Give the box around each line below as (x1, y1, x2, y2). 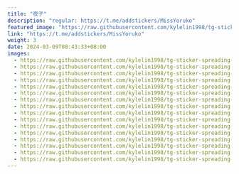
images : (7, 50, 31, 58)
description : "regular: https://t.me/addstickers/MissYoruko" (7, 17, 196, 24)
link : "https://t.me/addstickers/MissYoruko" (7, 30, 144, 38)
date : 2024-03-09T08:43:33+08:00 (7, 43, 107, 50)
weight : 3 (7, 37, 37, 44)
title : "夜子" (7, 10, 48, 18)
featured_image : (7, 23, 55, 31)
